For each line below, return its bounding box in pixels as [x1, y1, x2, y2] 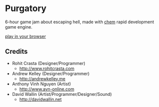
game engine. [5, 24, 32, 30]
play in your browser [5, 33, 46, 39]
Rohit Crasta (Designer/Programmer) [12, 60, 86, 66]
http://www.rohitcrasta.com [19, 65, 75, 71]
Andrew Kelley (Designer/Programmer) [12, 71, 90, 76]
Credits [5, 47, 28, 56]
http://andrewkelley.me [19, 76, 65, 81]
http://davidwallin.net [19, 96, 62, 102]
